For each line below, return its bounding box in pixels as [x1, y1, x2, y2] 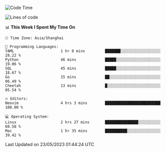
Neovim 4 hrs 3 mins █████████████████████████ [5, 101, 161, 105]
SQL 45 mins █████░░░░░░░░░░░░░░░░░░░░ [5, 66, 161, 71]
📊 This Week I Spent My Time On [5, 24, 75, 30]
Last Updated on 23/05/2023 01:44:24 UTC [5, 142, 94, 147]
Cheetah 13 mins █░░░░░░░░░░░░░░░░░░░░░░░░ [5, 83, 161, 88]
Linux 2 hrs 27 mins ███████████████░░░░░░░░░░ [5, 120, 161, 125]
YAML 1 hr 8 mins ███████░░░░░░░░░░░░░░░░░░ [5, 49, 161, 53]
